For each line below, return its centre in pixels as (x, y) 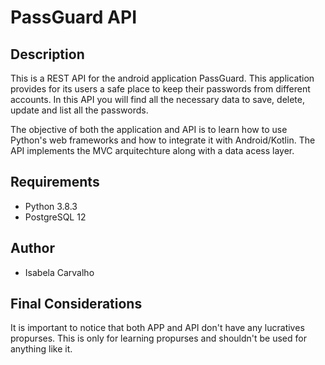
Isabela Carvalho (59, 272)
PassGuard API (74, 17)
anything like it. (41, 349)
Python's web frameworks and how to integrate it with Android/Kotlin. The (163, 140)
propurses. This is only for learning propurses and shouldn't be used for (158, 338)
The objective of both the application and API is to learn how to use (149, 129)
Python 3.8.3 (51, 206)
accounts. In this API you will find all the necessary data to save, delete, (157, 99)
